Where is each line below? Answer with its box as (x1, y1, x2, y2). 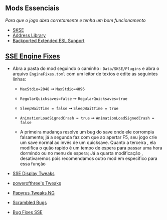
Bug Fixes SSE (12, 209, 43, 215)
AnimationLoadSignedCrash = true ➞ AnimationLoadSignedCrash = (20, 114, 154, 120)
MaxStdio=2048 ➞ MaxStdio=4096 (20, 85, 85, 91)
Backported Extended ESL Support (12, 37, 85, 43)
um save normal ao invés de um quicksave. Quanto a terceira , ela (20, 139, 156, 145)
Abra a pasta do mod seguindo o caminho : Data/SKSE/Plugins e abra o (12, 65, 159, 71)
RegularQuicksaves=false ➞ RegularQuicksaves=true (20, 95, 128, 101)
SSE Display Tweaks (12, 170, 55, 176)
